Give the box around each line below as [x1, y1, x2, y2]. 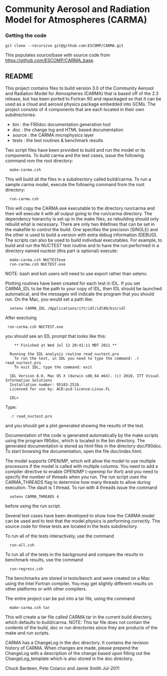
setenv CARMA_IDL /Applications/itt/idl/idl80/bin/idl [9, 306, 126, 311]
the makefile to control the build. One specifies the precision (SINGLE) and [5, 227, 158, 233]
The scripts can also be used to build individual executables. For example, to [5, 237, 163, 243]
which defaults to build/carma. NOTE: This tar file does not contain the [5, 619, 150, 625]
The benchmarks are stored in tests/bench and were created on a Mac [5, 575, 151, 581]
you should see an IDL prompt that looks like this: [5, 333, 106, 339]
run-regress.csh [9, 566, 43, 571]
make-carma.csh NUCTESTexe [9, 258, 66, 263]
